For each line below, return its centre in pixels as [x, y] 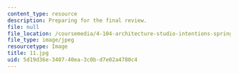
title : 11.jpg [28, 54]
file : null [23, 27]
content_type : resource [42, 14]
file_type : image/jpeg [41, 40]
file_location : [30, 33]
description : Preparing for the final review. [77, 20]
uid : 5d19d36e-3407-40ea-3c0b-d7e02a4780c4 [73, 60]
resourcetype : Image [38, 47]
